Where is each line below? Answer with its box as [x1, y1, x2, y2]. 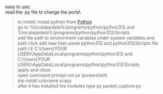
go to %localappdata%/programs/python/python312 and [17, 24, 134, 30]
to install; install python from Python [17, 19, 92, 25]
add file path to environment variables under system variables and [17, 35, 154, 41]
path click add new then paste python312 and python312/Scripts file [17, 40, 158, 46]
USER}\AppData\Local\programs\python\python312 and [17, 51, 133, 57]
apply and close [17, 67, 51, 73]
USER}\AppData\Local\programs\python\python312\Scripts [17, 62, 140, 67]
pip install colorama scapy [17, 77, 72, 83]
